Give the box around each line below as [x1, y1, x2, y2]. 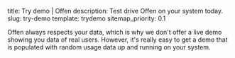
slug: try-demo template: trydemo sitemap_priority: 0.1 [7, 14, 166, 23]
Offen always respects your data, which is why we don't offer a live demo [7, 28, 222, 36]
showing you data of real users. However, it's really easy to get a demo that [7, 35, 228, 44]
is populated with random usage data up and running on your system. [7, 43, 211, 51]
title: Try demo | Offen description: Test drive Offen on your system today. [7, 7, 224, 15]
